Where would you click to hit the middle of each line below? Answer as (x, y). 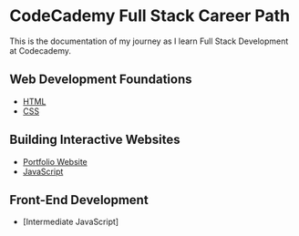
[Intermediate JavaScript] (71, 222)
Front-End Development (79, 200)
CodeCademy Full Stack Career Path (150, 16)
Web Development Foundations (101, 80)
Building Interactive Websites (95, 140)
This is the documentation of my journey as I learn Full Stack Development (149, 41)
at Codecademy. (40, 50)
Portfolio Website (55, 161)
